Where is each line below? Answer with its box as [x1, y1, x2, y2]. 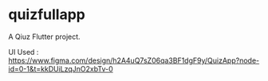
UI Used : [8, 47, 39, 56]
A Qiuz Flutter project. [8, 32, 81, 41]
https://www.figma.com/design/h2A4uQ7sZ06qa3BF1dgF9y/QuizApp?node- [8, 56, 260, 65]
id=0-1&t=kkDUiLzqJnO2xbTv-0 [8, 64, 113, 73]
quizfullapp [8, 6, 86, 24]
